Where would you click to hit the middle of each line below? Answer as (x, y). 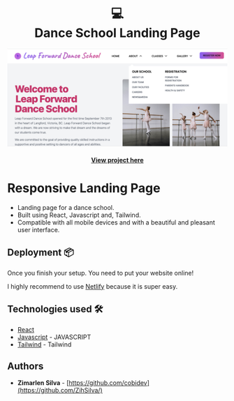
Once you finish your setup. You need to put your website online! (101, 273)
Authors (25, 366)
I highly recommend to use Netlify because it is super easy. (93, 286)
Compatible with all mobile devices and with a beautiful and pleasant (116, 222)
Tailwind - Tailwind (44, 344)
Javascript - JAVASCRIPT (54, 337)
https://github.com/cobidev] (109, 383)
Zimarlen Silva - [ (43, 383)
